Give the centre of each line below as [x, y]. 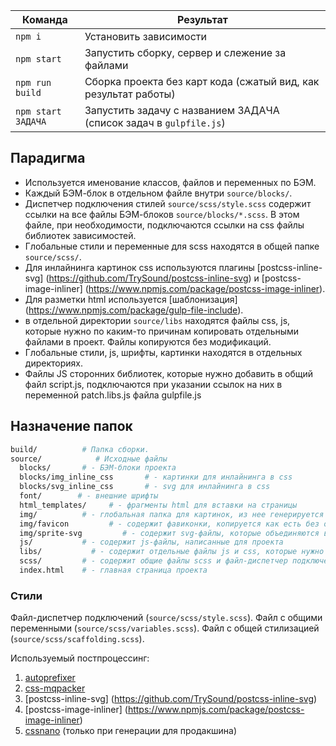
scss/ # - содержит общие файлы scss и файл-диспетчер [153, 561]
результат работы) [130, 94]
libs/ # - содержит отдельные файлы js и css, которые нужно [172, 552]
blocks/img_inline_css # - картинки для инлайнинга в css [156, 477]
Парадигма [48, 158]
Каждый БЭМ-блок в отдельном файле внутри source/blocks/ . [158, 193]
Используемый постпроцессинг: [80, 658]
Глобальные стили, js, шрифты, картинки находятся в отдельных [163, 352]
